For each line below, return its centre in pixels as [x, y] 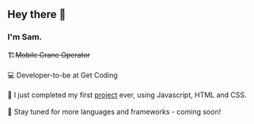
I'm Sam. [25, 37]
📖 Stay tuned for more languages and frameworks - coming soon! [114, 111]
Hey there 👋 [37, 15]
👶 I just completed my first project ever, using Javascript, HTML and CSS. [127, 95]
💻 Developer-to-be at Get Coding [63, 75]
